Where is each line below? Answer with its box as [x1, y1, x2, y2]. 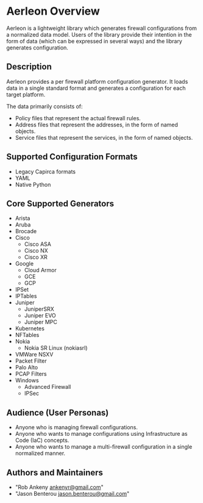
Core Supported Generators [6, 198, 115, 209]
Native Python [15, 181, 51, 188]
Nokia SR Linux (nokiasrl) [24, 344, 88, 352]
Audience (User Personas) [6, 407, 109, 418]
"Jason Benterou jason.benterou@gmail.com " [15, 490, 130, 497]
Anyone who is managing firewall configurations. [15, 424, 138, 431]
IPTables [15, 292, 37, 300]
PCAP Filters [15, 371, 47, 378]
